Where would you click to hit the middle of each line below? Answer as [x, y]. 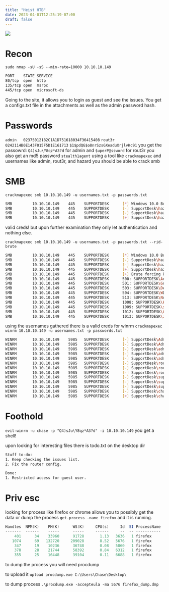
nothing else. [19, 233]
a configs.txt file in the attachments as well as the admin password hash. [80, 105]
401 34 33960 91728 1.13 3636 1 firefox [83, 536]
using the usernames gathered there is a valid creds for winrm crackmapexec [84, 326]
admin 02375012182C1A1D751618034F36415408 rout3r [60, 140]
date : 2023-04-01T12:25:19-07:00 [40, 15]
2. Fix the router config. [33, 464]
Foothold [24, 416]
